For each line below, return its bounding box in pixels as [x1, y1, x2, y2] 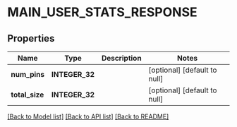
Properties [7, 32, 55, 44]
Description [101, 54, 142, 63]
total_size [11, 90, 44, 99]
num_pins [11, 70, 45, 79]
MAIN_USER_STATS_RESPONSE [7, 4, 197, 20]
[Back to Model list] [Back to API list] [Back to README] [7, 112, 169, 121]
